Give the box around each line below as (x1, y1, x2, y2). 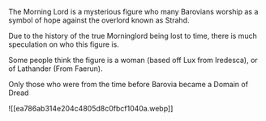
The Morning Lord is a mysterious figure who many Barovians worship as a (8, 7, 259, 16)
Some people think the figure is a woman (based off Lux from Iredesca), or (8, 56, 258, 65)
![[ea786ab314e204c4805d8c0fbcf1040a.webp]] (8, 104, 174, 113)
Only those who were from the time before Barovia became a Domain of (8, 80, 249, 89)
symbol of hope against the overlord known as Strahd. (8, 15, 190, 25)
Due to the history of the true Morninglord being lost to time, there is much (8, 31, 257, 40)
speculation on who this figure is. (8, 40, 119, 49)
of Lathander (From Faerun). (8, 64, 103, 73)
